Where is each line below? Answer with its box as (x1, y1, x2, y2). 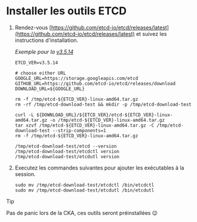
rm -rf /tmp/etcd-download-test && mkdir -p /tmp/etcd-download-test (14, 101, 192, 107)
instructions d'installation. (14, 36, 79, 44)
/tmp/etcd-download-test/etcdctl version (14, 148, 119, 155)
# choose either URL (14, 70, 66, 76)
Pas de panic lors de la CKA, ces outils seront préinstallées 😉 (6, 209, 158, 216)
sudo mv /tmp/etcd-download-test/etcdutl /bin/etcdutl (14, 187, 155, 193)
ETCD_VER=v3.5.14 (14, 60, 59, 66)
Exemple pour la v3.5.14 (14, 48, 73, 55)
